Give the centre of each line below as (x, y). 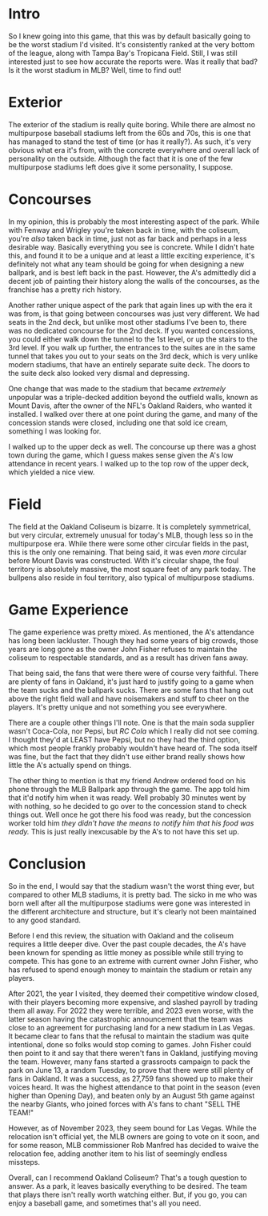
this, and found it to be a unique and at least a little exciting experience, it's (132, 255)
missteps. (24, 1162)
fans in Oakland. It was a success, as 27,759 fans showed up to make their (131, 1078)
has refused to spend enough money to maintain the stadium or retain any (130, 970)
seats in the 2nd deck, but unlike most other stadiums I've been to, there (128, 322)
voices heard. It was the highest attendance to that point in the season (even (134, 1087)
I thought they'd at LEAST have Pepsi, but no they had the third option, (124, 739)
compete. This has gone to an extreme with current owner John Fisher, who (133, 961)
